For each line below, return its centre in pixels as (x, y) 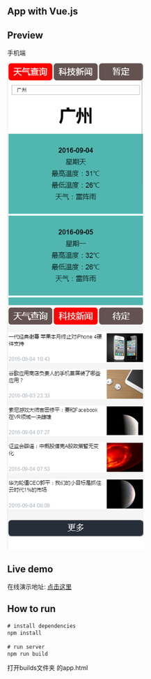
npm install (24, 633)
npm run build (28, 654)
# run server (26, 647)
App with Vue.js (43, 12)
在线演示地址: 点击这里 (39, 587)
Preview (25, 35)
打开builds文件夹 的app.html (48, 667)
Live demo (30, 569)
